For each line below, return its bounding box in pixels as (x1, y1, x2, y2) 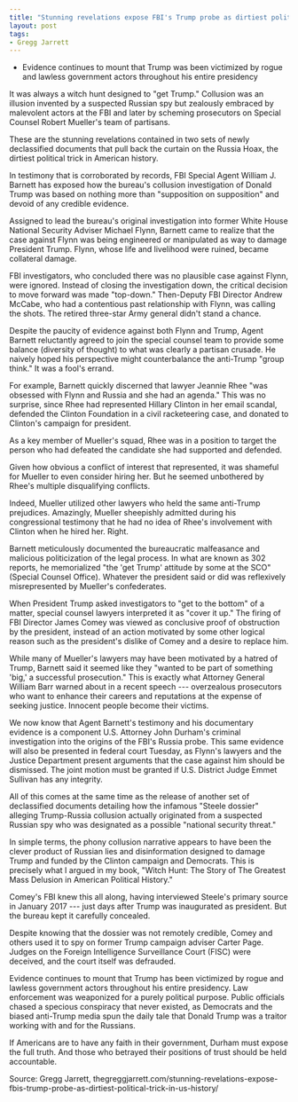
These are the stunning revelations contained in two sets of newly (9, 134, 250, 145)
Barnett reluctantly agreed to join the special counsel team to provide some (9, 335, 284, 346)
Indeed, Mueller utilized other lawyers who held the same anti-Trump (9, 498, 261, 508)
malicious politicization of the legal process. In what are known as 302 (9, 553, 266, 563)
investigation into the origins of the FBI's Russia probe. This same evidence (9, 736, 284, 747)
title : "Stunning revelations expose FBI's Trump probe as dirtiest (9, 12, 268, 22)
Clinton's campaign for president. (9, 418, 131, 429)
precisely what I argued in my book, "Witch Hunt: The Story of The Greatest (9, 865, 286, 876)
